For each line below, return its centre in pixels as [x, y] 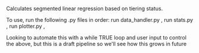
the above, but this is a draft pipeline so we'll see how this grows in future [96, 44]
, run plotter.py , [26, 26]
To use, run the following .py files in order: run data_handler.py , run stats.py [100, 20]
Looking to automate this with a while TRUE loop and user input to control [96, 37]
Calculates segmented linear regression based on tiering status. [85, 9]
